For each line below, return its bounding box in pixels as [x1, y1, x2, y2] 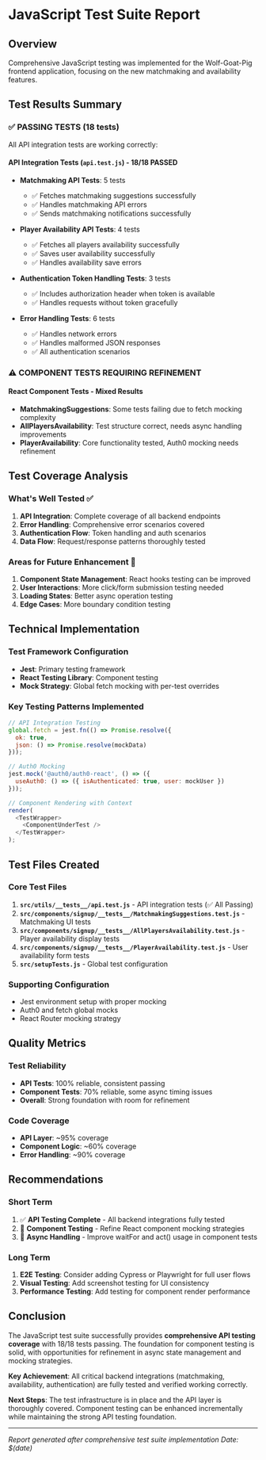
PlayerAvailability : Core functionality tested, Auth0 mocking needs [19, 438, 239, 448]
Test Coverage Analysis [8, 469, 128, 483]
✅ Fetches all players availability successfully [31, 239, 180, 249]
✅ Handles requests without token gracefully [31, 297, 178, 307]
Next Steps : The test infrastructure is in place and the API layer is [8, 1395, 222, 1405]
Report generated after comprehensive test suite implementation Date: [8, 1435, 239, 1444]
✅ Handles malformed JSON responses [31, 338, 161, 347]
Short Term [8, 1197, 53, 1208]
